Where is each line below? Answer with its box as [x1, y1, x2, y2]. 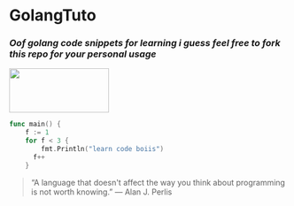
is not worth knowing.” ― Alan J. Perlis [30, 187, 173, 197]
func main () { [9, 120, 62, 129]
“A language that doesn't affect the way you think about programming [30, 177, 286, 187]
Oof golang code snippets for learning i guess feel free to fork [9, 37, 281, 50]
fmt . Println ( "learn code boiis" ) [41, 145, 165, 154]
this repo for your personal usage [9, 48, 157, 60]
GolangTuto [9, 5, 97, 26]
